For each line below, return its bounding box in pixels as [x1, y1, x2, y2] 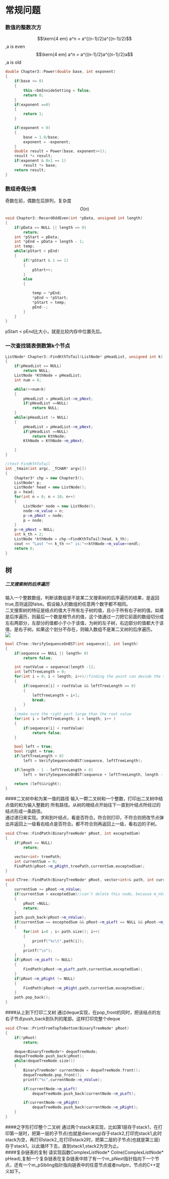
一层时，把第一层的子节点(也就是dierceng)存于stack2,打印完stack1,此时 [14, 1130, 162, 1136]
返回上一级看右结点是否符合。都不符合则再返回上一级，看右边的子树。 [14, 821, 159, 827]
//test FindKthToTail [5, 461, 51, 466]
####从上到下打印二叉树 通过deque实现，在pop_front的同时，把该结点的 [5, 1009, 157, 1016]
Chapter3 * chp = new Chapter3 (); [14, 476, 84, 481]
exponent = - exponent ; [23, 139, 71, 145]
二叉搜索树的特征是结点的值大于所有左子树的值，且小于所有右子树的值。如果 [5, 607, 164, 613]
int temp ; [14, 244, 35, 249]
